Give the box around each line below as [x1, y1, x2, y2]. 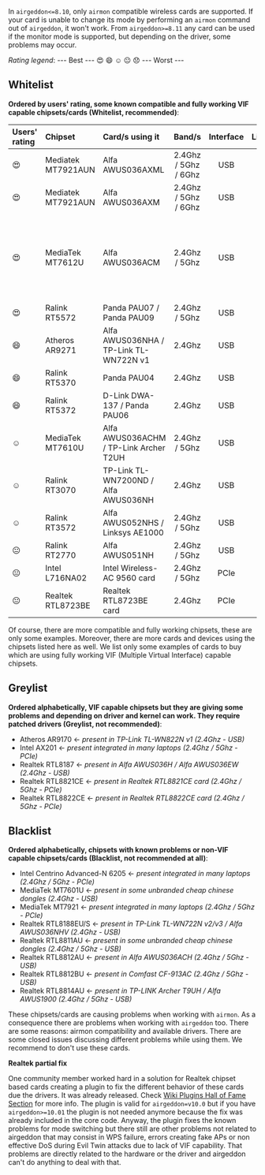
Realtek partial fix [8, 1058, 68, 1068]
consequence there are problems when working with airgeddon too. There [8, 1018, 249, 1028]
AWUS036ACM [102, 256, 160, 267]
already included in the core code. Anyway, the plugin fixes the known [8, 1116, 237, 1125]
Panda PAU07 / [102, 302, 160, 313]
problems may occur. [8, 40, 77, 50]
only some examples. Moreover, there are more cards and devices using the [8, 633, 256, 643]
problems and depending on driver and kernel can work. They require [8, 711, 241, 720]
